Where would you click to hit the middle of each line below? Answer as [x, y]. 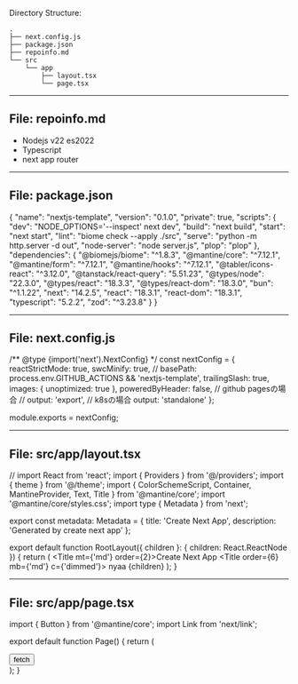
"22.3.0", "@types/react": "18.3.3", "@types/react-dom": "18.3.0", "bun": [141, 282]
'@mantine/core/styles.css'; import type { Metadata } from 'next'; [129, 504]
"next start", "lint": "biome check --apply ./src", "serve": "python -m [133, 235]
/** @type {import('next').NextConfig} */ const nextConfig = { [122, 360]
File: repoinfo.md [58, 119]
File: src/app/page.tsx [72, 603]
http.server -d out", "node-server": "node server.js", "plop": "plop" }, [134, 245]
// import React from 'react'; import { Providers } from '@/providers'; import [146, 475]
